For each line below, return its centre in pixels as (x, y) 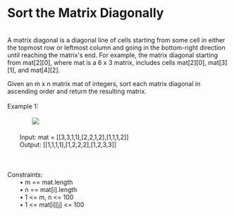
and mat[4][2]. (39, 70)
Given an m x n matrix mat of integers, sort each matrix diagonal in (104, 83)
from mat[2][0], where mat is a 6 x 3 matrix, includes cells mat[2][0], (107, 62)
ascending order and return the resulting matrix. (77, 91)
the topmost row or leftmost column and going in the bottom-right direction (116, 47)
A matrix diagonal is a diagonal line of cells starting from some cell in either (116, 40)
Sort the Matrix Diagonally (86, 13)
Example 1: (23, 106)
